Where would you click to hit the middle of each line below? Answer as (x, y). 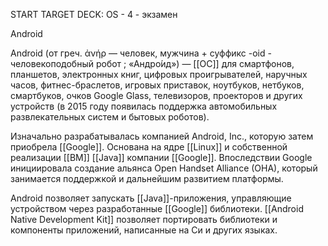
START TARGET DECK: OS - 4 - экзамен (94, 14)
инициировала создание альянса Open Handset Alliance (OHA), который (164, 168)
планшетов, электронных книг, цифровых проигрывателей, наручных (159, 74)
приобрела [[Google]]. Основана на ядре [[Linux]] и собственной (149, 147)
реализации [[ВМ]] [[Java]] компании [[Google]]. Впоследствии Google (161, 157)
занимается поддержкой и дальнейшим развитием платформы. (147, 178)
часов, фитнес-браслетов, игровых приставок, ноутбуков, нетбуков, (157, 85)
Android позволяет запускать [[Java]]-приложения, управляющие (151, 198)
